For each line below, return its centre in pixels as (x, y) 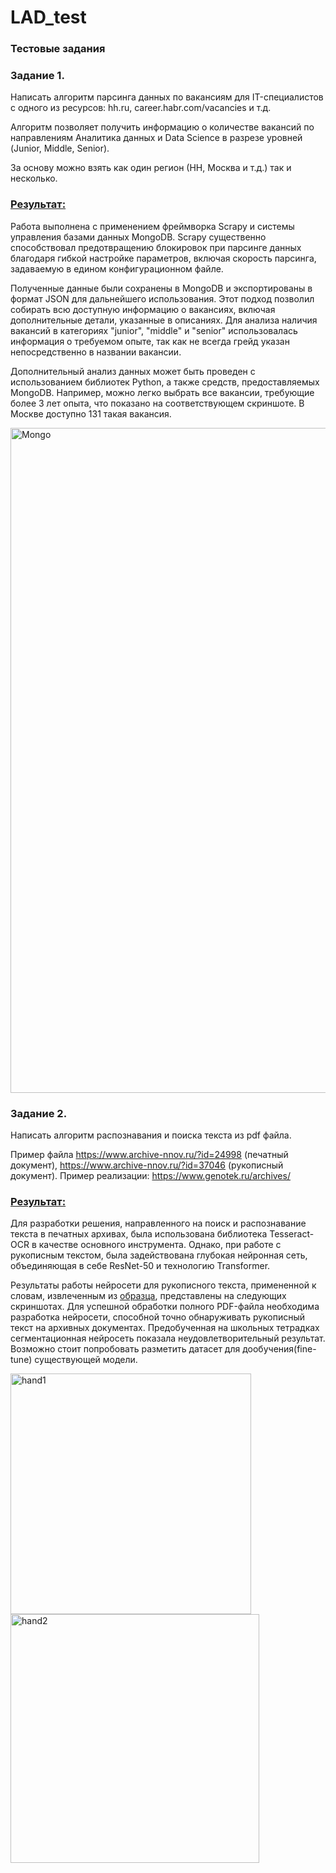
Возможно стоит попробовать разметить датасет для (125, 1349)
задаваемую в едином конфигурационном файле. (117, 268)
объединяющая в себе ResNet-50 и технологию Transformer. (140, 1266)
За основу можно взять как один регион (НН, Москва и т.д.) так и (151, 168)
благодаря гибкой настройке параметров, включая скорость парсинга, (163, 258)
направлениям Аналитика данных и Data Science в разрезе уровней (156, 138)
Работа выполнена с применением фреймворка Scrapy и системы (152, 226)
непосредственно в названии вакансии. (96, 352)
